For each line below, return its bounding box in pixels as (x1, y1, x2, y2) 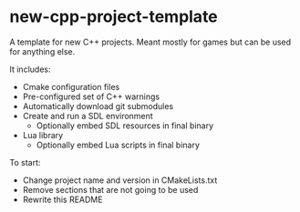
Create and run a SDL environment (22, 110, 153, 121)
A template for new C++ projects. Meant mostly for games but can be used (9, 36, 292, 47)
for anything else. (9, 45, 76, 56)
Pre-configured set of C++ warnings (22, 91, 160, 102)
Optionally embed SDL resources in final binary (36, 120, 214, 131)
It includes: (9, 64, 51, 75)
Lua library (22, 129, 64, 140)
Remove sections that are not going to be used (22, 184, 199, 195)
